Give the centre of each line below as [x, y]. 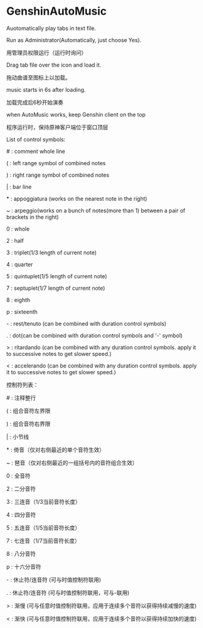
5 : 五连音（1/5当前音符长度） [43, 528]
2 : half [15, 240]
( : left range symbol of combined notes [56, 163]
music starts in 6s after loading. [46, 89]
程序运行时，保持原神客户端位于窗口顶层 [57, 127]
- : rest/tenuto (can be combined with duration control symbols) [87, 323]
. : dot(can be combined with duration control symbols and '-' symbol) [94, 335]
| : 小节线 [18, 437]
